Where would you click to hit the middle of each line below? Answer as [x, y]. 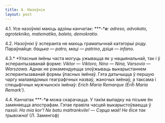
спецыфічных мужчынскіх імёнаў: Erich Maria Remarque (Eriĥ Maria [77, 84]
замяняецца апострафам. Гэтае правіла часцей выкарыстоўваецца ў [78, 105]
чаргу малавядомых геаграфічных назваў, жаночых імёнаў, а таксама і [81, 79]
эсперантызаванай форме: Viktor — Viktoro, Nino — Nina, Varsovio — [78, 63]
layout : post [19, 14]
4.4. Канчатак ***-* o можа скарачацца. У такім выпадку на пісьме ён [79, 99]
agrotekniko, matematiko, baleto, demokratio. [52, 34]
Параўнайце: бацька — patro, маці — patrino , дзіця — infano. [70, 49]
